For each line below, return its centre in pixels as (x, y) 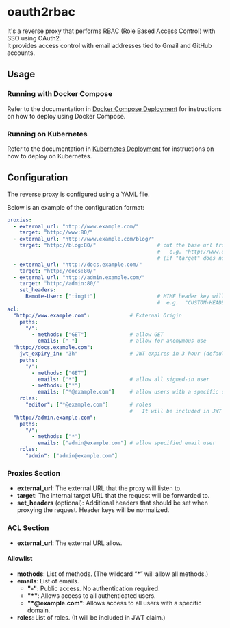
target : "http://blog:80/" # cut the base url (116, 245)
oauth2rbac (41, 12)
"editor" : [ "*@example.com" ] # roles (88, 405)
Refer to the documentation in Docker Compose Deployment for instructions (115, 109)
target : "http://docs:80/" (58, 271)
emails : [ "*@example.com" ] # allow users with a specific (128, 392)
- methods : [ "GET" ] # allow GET (98, 335)
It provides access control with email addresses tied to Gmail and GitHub (110, 45)
